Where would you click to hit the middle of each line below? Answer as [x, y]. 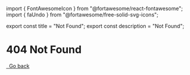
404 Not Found [44, 50]
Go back [19, 66]
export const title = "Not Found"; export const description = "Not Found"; [95, 26]
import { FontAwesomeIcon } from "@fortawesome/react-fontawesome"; [94, 8]
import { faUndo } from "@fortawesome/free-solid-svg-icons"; [82, 15]
